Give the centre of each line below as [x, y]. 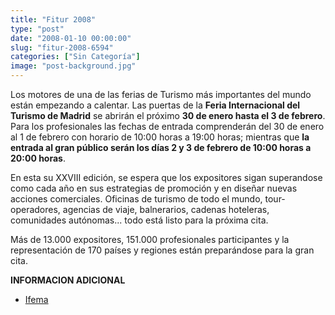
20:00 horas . [38, 158]
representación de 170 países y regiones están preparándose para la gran [162, 250]
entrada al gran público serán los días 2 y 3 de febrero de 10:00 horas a [161, 147]
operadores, [35, 209]
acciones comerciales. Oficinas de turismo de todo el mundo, [136, 199]
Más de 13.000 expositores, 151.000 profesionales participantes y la [150, 239]
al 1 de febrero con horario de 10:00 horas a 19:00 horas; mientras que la [160, 137]
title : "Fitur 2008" [53, 19]
